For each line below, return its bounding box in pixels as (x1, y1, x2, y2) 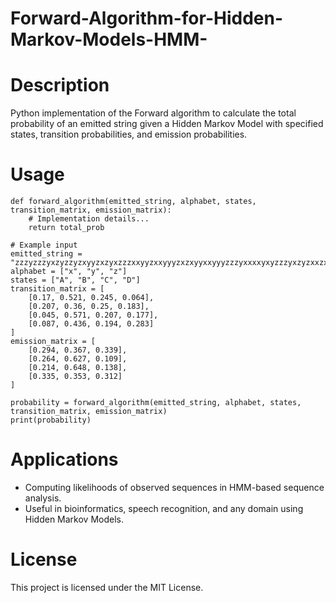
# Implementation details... (28, 214, 150, 224)
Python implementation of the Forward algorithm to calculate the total (10, 107, 297, 119)
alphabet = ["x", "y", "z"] (10, 267, 128, 277)
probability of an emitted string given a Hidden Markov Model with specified (10, 118, 324, 130)
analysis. (24, 492, 62, 504)
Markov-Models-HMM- (10, 28, 208, 51)
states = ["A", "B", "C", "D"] (10, 275, 141, 286)
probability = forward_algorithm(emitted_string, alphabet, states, (10, 398, 302, 408)
